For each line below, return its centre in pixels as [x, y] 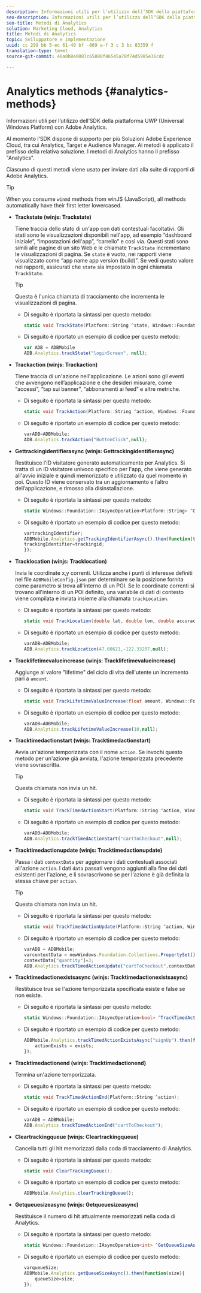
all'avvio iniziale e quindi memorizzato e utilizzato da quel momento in [101, 475]
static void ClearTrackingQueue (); [68, 1171]
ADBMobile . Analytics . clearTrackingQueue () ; [79, 1193]
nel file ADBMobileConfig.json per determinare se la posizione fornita [99, 580]
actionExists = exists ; [64, 1046]
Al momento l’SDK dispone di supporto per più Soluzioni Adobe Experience [99, 138]
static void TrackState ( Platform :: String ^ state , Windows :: [100, 325]
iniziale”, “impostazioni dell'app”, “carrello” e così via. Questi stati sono [101, 241]
